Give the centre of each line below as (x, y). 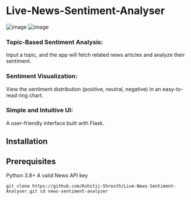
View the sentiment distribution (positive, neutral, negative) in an (84, 89)
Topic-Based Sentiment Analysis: (55, 42)
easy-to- (173, 89)
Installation (27, 142)
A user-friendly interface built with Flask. (55, 123)
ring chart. (31, 95)
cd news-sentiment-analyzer (74, 191)
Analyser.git (22, 191)
